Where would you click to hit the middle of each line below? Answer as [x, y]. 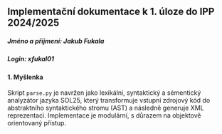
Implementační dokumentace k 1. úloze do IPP [111, 12]
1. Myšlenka [26, 77]
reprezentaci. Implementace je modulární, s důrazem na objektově [104, 115]
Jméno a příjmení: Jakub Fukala [56, 41]
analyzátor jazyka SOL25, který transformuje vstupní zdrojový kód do [109, 100]
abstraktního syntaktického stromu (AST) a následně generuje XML [106, 108]
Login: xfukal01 [31, 59]
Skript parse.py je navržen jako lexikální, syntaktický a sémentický [104, 93]
